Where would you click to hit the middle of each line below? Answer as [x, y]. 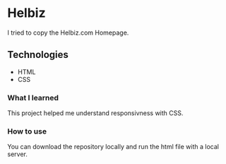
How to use [27, 131]
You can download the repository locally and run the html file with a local [113, 147]
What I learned [33, 98]
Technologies [38, 55]
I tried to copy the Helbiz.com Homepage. [68, 33]
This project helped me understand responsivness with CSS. [95, 113]
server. [18, 154]
